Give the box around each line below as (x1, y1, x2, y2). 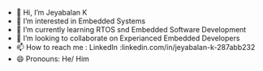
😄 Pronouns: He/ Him (15, 54, 89, 64)
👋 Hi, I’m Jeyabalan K (15, 8, 88, 17)
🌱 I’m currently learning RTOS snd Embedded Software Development (15, 25, 247, 34)
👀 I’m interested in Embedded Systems (15, 16, 146, 26)
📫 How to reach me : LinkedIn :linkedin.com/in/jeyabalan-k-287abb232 (15, 43, 256, 52)
